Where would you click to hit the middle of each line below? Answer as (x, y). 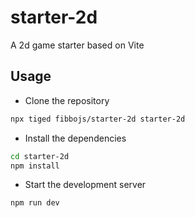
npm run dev (35, 203)
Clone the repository (67, 100)
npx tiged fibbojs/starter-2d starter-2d (98, 119)
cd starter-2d (40, 156)
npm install (35, 166)
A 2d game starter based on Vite (77, 45)
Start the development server (85, 185)
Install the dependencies (75, 138)
